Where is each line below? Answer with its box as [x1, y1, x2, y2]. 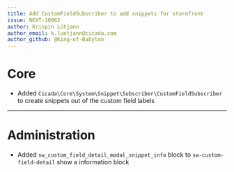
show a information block [56, 158, 130, 166]
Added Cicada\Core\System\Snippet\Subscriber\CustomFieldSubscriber [17, 89, 223, 97]
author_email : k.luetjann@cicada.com [7, 29, 117, 37]
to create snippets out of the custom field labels [17, 97, 155, 105]
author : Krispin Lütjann [7, 23, 79, 30]
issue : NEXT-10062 [7, 17, 61, 24]
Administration [7, 127, 95, 143]
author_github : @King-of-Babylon [7, 36, 104, 43]
